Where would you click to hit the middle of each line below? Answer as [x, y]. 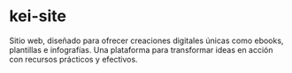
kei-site [38, 16]
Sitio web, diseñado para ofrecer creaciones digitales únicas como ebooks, [146, 40]
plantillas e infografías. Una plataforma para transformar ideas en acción [141, 49]
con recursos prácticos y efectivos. [74, 59]
